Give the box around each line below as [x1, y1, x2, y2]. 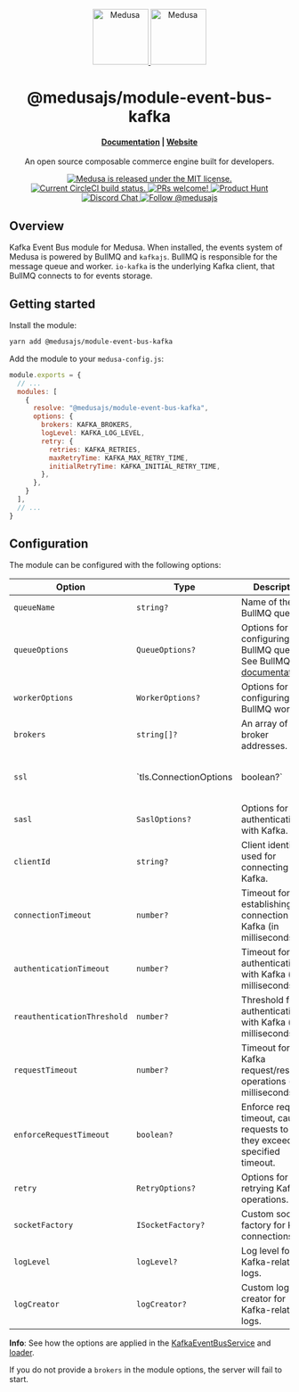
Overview [9, 218, 65, 234]
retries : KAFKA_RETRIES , [48, 445, 141, 454]
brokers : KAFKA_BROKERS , [41, 420, 133, 430]
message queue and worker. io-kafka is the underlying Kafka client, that [9, 261, 275, 272]
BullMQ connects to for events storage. [9, 270, 153, 281]
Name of [241, 596, 278, 608]
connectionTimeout [13, 910, 92, 920]
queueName [13, 603, 55, 613]
